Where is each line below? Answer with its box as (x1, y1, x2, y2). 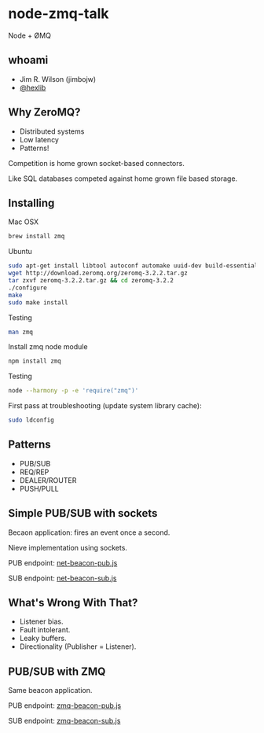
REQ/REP (19, 467, 49, 477)
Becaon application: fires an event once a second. (8, 528, 170, 537)
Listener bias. (19, 617, 64, 626)
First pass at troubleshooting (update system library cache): (8, 401, 202, 411)
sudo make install (8, 298, 68, 307)
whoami (8, 53, 49, 67)
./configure (8, 284, 47, 292)
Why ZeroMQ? (8, 105, 81, 119)
